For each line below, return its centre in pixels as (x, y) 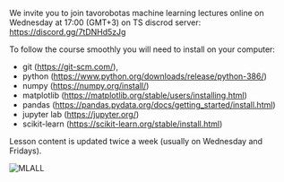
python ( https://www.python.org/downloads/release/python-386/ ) (144, 76)
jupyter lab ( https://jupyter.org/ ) (81, 114)
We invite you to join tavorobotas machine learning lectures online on (137, 13)
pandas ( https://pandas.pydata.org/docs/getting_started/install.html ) (149, 105)
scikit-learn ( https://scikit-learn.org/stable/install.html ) (122, 124)
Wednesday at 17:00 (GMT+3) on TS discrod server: (105, 22)
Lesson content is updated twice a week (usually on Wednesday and (136, 141)
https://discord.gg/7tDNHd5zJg (68, 32)
